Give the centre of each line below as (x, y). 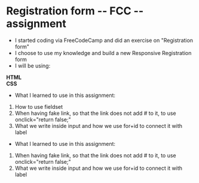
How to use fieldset (39, 106)
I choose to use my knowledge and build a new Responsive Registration (103, 53)
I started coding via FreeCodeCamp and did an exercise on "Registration (104, 40)
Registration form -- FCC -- (75, 11)
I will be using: (33, 65)
